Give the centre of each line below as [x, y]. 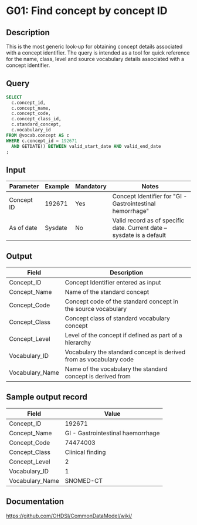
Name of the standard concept [107, 292]
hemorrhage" [131, 211]
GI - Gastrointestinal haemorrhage [112, 433]
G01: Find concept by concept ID [87, 11]
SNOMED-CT [84, 480]
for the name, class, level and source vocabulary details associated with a [95, 59]
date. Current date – [140, 228]
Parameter [24, 187]
